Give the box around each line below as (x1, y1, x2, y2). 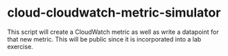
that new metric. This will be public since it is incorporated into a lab (7, 35, 202, 43)
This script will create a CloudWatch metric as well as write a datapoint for (7, 28, 220, 36)
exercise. (7, 42, 33, 50)
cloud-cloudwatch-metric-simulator (7, 5, 221, 21)
